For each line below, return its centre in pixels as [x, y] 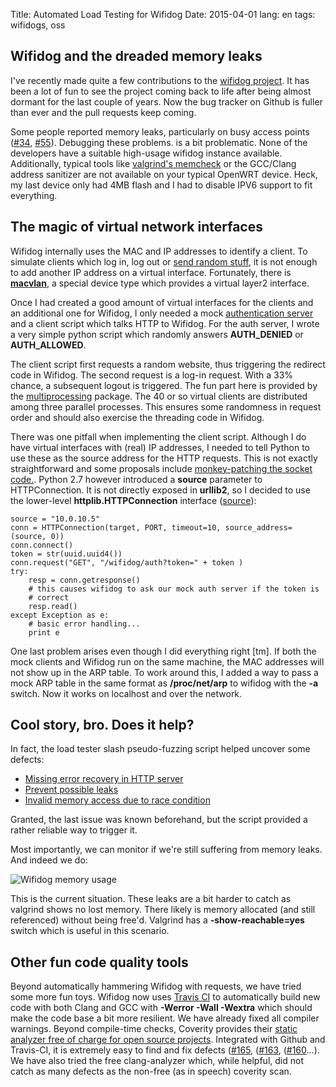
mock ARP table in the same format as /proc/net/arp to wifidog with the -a [164, 683]
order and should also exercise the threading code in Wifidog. [137, 417]
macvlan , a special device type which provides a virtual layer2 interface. [160, 283]
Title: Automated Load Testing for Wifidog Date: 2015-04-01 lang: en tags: [163, 14]
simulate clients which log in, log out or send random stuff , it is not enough [164, 261]
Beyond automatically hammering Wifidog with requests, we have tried [156, 986]
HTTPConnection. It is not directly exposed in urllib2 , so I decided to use [160, 490]
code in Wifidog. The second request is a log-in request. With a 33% [152, 375]
